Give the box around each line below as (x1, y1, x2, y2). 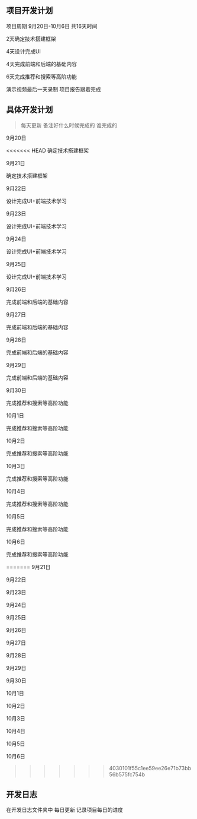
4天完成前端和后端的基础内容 (6, 60, 77, 67)
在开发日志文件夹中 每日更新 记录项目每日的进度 (6, 807, 123, 814)
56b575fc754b (109, 771, 146, 778)
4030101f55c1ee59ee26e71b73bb (109, 764, 191, 771)
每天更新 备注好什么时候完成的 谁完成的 (20, 121, 117, 129)
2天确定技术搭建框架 (6, 35, 56, 42)
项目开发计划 (6, 5, 53, 16)
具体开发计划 (6, 105, 53, 115)
